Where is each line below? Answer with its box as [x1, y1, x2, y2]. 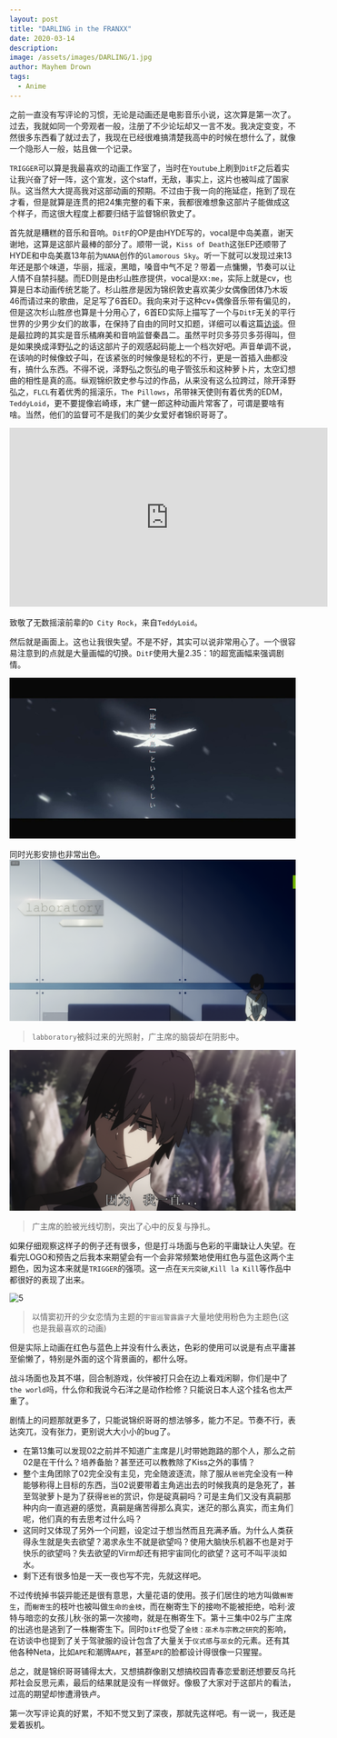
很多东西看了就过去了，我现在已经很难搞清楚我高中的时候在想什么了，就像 [16, 132, 296, 143]
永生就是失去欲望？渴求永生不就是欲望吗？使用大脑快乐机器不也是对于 [30, 1536, 293, 1547]
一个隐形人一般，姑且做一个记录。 [9, 143, 137, 154]
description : [9, 44, 59, 53]
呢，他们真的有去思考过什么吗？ [22, 1513, 143, 1524]
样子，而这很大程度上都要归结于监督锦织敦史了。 [16, 207, 201, 218]
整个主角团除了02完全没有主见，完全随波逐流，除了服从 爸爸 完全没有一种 [22, 1468, 293, 1479]
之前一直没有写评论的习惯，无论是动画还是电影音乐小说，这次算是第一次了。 [9, 109, 296, 120]
